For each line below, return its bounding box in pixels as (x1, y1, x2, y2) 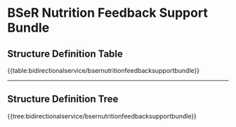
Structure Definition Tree (7, 93, 119, 105)
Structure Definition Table (7, 48, 123, 60)
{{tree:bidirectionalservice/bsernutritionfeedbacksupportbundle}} (7, 112, 197, 120)
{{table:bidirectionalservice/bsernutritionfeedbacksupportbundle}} (7, 67, 200, 74)
